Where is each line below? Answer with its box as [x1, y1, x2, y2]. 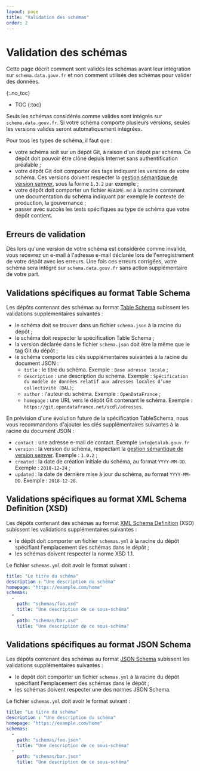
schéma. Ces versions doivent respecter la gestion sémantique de [14, 174, 178, 181]
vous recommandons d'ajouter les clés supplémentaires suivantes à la [6, 420, 179, 428]
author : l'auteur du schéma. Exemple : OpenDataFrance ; [23, 390, 161, 397]
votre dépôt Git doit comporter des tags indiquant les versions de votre [14, 168, 190, 175]
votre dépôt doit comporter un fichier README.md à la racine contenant [14, 186, 185, 194]
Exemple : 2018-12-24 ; [14, 464, 70, 471]
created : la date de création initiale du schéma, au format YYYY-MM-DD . [14, 457, 187, 465]
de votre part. [6, 271, 40, 278]
